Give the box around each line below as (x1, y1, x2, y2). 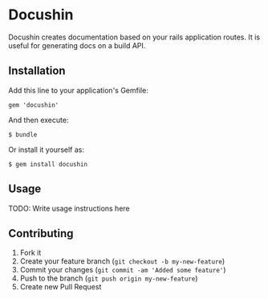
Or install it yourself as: (8, 145, 84, 154)
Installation (8, 64, 66, 78)
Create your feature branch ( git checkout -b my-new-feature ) (19, 256, 225, 266)
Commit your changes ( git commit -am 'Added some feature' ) (19, 265, 226, 275)
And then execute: (8, 115, 69, 125)
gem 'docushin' (8, 100, 59, 109)
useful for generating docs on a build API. (8, 40, 146, 50)
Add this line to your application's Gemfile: (8, 85, 148, 95)
